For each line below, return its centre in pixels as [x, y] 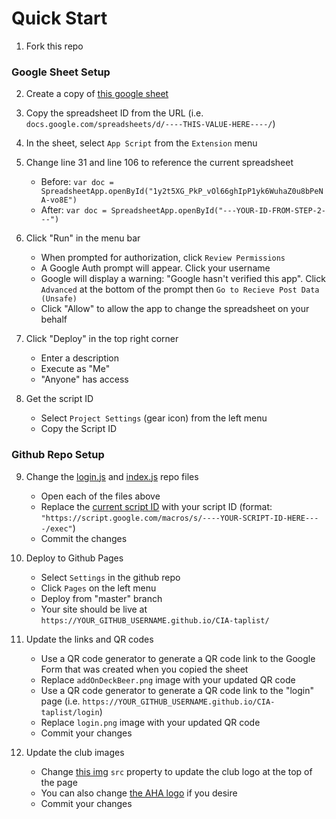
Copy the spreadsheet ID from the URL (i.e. [114, 113]
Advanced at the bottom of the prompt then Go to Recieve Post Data [180, 289]
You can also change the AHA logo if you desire [139, 793]
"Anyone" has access [84, 379]
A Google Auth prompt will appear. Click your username [155, 268]
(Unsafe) [59, 299]
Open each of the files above [100, 496]
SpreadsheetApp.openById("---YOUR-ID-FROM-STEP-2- [218, 211]
